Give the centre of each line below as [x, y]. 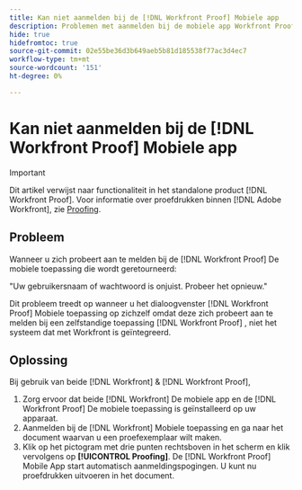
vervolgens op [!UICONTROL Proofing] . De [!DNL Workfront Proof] [147, 457]
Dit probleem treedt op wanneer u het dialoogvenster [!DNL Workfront [139, 303]
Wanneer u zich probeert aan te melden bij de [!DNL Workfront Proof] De [144, 259]
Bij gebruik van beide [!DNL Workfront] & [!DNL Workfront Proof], [130, 382]
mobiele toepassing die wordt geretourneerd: [93, 268]
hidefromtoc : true [44, 43]
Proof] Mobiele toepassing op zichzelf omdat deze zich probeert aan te [142, 313]
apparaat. [40, 418]
